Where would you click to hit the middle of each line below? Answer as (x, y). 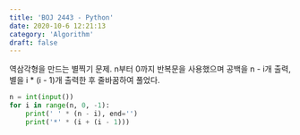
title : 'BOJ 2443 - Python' (62, 17)
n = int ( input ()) (42, 97)
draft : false (34, 42)
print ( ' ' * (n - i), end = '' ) (82, 114)
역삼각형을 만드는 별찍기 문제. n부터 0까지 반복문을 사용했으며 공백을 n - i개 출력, (150, 69)
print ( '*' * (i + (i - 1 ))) (77, 122)
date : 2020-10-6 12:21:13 (57, 26)
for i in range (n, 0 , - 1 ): (60, 105)
